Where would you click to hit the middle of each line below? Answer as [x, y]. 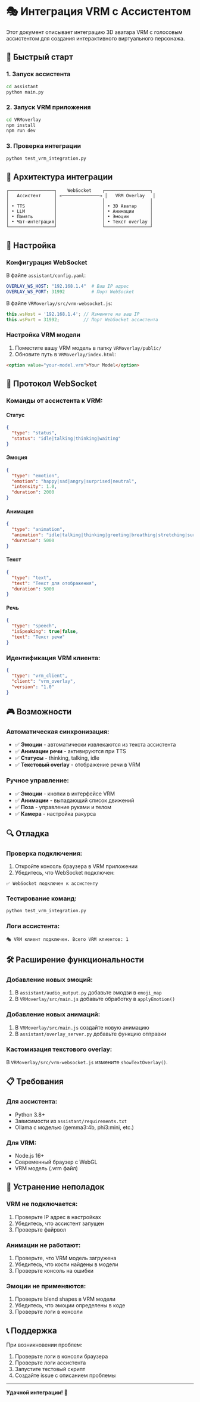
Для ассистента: [32, 1102]
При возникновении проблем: [44, 1345]
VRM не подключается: [42, 1204]
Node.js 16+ [29, 1155]
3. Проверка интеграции [44, 146]
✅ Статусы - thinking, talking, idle [57, 758]
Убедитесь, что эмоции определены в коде [70, 1305]
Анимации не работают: [43, 1245]
